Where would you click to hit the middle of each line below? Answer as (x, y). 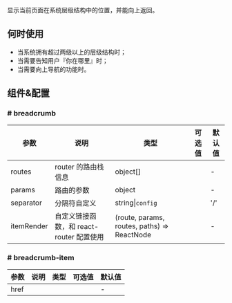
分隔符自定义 (76, 203)
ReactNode (133, 235)
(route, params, (140, 217)
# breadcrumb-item (41, 258)
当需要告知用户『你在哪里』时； (62, 60)
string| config (136, 203)
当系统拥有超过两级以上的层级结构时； (71, 52)
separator (27, 203)
